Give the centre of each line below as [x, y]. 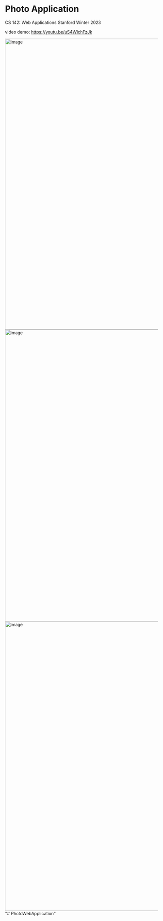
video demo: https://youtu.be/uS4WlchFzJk [49, 32]
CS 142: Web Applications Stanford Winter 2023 [53, 22]
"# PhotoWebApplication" [31, 913]
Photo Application [42, 9]
